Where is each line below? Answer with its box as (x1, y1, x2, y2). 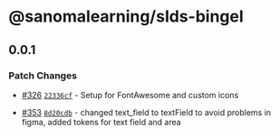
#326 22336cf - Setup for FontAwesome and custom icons (21, 89, 239, 100)
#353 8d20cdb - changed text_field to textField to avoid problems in (21, 106, 272, 118)
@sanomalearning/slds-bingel (8, 6, 244, 27)
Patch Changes (8, 69, 78, 82)
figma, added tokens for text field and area (21, 116, 182, 127)
